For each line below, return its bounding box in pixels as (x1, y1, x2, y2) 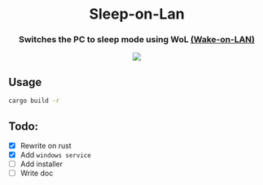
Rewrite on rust (20, 140, 72, 150)
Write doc (20, 168, 54, 179)
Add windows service (20, 150, 91, 160)
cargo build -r (8, 97, 60, 105)
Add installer (20, 159, 64, 169)
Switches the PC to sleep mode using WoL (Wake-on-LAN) (19, 34, 255, 45)
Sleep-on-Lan (89, 5, 185, 24)
